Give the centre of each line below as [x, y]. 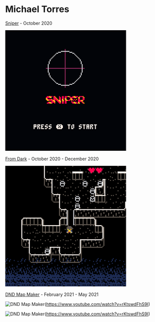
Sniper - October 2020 [29, 23]
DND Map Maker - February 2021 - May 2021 [52, 294]
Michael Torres [37, 9]
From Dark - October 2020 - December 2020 [52, 159]
